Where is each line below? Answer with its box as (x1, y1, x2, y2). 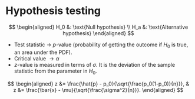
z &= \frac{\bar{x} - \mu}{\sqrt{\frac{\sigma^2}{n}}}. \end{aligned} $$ (13, 86, 184, 93)
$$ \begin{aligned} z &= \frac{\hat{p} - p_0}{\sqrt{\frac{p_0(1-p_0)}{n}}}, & (7, 80, 190, 87)
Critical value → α (14, 54, 60, 62)
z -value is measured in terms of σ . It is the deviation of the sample (14, 61, 175, 68)
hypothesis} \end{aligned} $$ (62, 29, 135, 36)
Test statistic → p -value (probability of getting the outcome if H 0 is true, (14, 41, 189, 49)
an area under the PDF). (14, 49, 72, 56)
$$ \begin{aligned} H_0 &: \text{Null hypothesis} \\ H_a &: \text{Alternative (8, 23, 189, 30)
